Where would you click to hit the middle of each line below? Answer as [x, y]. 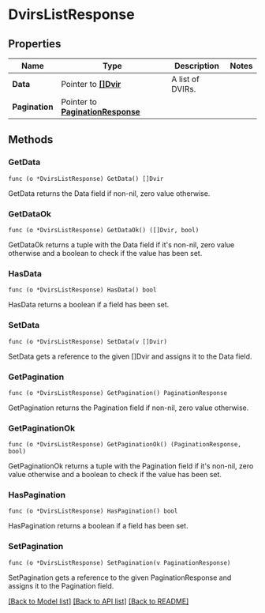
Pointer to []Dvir [91, 84]
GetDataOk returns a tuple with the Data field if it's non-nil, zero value [121, 244]
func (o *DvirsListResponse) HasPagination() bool [93, 511]
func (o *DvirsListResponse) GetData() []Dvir [86, 179]
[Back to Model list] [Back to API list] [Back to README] [99, 601]
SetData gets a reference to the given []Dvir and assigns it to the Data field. [130, 356]
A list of [185, 79]
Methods [31, 140]
